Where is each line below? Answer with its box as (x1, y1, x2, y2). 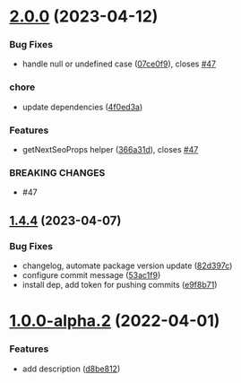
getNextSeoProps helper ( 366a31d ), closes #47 (22, 144, 199, 155)
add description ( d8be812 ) (22, 363, 121, 374)
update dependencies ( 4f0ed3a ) (22, 101, 143, 112)
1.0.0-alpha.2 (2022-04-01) (9, 311, 220, 331)
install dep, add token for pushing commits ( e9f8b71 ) (22, 280, 218, 291)
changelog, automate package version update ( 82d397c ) (22, 260, 233, 271)
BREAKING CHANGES (9, 167, 106, 178)
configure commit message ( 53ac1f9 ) (22, 270, 161, 281)
